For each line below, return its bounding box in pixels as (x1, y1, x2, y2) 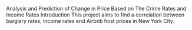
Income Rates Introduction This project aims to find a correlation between (6, 11, 185, 18)
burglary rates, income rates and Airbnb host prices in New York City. (6, 18, 175, 24)
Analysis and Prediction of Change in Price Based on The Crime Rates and (6, 5, 187, 12)
